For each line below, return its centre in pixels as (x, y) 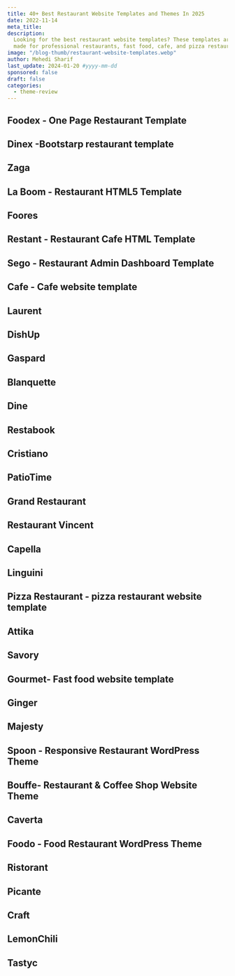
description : (26, 33)
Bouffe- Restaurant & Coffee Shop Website (102, 785)
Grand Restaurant (47, 501)
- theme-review (36, 92)
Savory (23, 655)
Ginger (22, 702)
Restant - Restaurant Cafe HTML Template (101, 239)
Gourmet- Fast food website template (91, 679)
